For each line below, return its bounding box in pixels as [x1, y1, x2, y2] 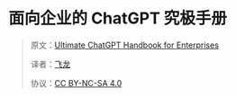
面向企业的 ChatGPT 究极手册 [8, 8, 227, 29]
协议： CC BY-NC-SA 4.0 [30, 77, 123, 88]
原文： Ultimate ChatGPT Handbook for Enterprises [30, 40, 220, 50]
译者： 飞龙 [30, 58, 71, 69]
